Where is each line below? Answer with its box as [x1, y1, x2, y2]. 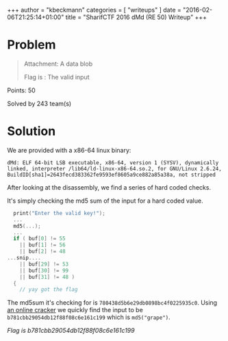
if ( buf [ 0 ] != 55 [13, 236, 66, 242]
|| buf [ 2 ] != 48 [19, 248, 66, 255]
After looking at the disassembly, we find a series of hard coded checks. [7, 183, 211, 191]
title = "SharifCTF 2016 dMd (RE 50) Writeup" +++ [65, 13, 207, 21]
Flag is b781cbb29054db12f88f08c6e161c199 [7, 327, 135, 335]
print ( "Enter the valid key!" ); [13, 210, 106, 216]
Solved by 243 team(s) [7, 99, 72, 108]
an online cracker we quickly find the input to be [7, 306, 144, 314]
